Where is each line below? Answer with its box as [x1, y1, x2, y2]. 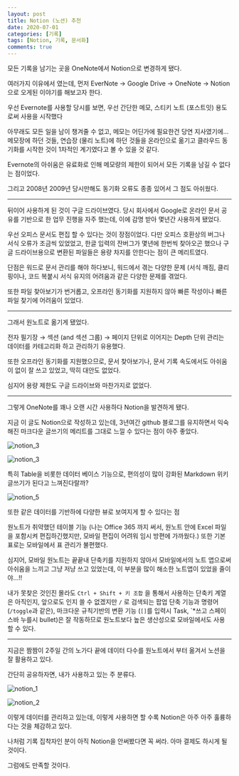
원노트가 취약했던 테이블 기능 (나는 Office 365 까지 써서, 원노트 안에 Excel [7, 523, 213, 531]
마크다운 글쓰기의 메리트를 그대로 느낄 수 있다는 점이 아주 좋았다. [20, 427, 199, 435]
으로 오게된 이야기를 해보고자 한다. [7, 88, 102, 96]
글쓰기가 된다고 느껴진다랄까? [7, 479, 89, 487]
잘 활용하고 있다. [7, 655, 53, 663]
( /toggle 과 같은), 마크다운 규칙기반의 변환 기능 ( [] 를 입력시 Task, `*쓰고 [7, 606, 208, 615]
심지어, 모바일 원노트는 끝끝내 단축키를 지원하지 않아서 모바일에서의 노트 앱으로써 [7, 556, 232, 564]
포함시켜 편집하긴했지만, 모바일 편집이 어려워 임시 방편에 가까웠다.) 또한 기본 [14, 532, 226, 540]
